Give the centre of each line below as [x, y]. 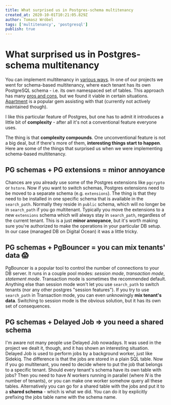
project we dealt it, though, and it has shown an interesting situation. [77, 348]
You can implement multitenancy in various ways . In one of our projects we [84, 79]
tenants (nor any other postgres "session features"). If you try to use [77, 290]
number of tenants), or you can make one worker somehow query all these [84, 380]
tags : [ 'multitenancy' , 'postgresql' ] [46, 24]
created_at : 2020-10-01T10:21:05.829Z [46, 15]
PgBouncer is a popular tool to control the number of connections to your [82, 268]
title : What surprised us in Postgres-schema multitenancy [69, 10]
